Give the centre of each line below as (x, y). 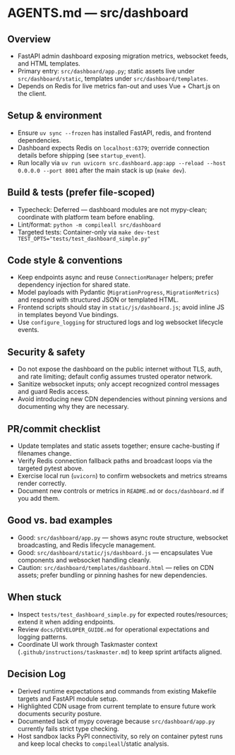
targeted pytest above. (50, 468)
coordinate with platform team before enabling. (86, 217)
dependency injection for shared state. (74, 285)
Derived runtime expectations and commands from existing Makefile (117, 691)
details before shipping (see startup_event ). (82, 155)
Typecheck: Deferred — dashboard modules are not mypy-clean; (112, 209)
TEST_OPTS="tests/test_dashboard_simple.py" (84, 239)
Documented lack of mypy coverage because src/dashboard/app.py (116, 721)
